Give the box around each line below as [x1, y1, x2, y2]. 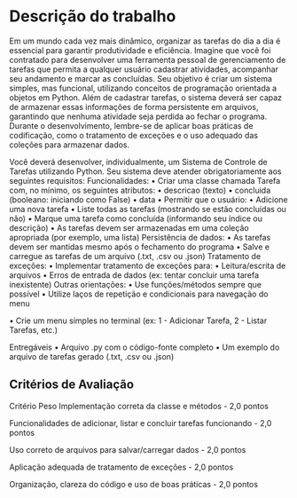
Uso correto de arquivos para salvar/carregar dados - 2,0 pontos [9, 444, 246, 455]
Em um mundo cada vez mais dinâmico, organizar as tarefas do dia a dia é [9, 36, 281, 46]
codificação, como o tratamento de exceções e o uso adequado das [9, 130, 259, 140]
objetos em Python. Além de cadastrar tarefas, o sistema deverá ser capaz [9, 91, 282, 103]
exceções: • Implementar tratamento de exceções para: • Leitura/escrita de [9, 260, 286, 271]
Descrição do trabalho [9, 6, 176, 27]
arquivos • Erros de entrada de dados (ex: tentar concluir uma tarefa [9, 269, 260, 281]
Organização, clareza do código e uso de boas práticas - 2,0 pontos [9, 478, 259, 489]
